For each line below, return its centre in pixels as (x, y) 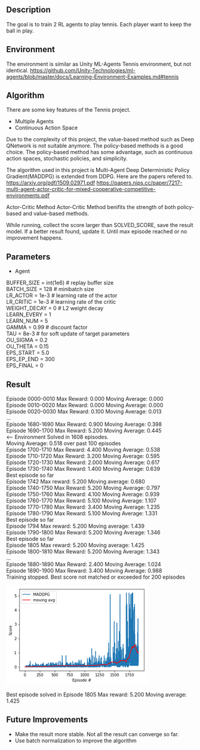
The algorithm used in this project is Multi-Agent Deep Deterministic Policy (98, 170)
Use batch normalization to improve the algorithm (76, 740)
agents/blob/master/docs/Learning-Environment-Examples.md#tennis (93, 77)
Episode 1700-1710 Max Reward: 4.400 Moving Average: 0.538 (83, 450)
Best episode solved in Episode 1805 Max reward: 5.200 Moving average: (96, 695)
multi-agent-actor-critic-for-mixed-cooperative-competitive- (81, 189)
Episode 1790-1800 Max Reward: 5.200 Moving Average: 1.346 (83, 533)
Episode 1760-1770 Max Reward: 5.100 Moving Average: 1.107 (81, 501)
